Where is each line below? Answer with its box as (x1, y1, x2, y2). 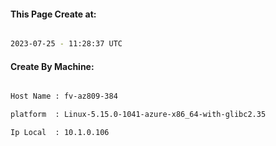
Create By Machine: (10, 60, 95, 72)
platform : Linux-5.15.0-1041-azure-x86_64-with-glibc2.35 (10, 110, 267, 120)
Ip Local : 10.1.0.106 (10, 128, 110, 138)
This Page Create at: (10, 8, 97, 20)
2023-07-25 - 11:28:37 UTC (10, 39, 123, 49)
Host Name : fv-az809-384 (10, 91, 118, 102)
